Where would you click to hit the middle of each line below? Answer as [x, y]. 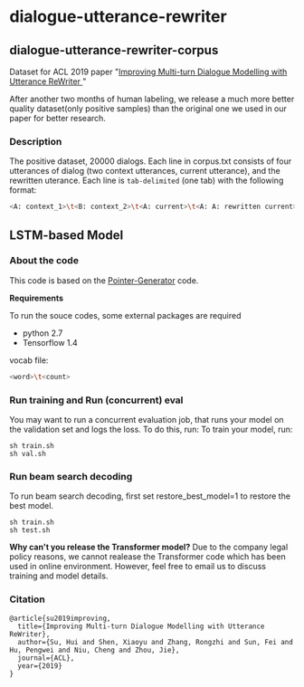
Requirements [37, 298]
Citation [27, 599]
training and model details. [59, 576]
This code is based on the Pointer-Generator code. [104, 280]
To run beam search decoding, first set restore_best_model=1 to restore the [150, 496]
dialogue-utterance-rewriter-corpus [114, 50]
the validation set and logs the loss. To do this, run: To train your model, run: [151, 429]
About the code [44, 261]
